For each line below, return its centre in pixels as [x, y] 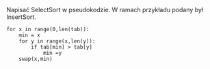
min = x [29, 35]
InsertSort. [22, 17]
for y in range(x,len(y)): [57, 41]
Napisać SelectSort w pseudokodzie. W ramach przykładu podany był [105, 10]
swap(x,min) [36, 59]
